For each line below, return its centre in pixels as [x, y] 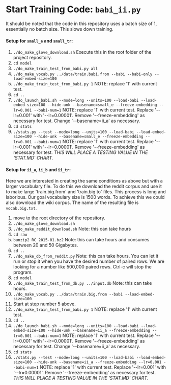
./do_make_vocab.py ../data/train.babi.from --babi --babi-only [83, 74]
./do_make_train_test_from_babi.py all [55, 69]
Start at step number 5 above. [44, 304]
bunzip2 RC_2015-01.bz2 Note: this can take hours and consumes [81, 240]
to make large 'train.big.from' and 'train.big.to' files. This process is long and [86, 192]
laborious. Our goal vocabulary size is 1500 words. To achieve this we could [85, 197]
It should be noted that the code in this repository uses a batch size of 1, [81, 24]
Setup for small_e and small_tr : [39, 41]
